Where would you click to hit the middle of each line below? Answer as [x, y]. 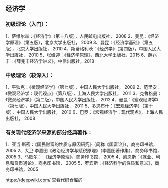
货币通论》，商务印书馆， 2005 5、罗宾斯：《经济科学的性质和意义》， [85, 163]
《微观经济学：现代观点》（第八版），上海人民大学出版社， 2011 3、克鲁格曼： [83, 93]
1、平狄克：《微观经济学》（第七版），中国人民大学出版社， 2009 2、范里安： [83, 87]
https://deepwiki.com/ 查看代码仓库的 [44, 180]
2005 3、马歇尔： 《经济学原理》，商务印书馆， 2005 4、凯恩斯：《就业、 [81, 157]
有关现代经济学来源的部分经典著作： [49, 132]
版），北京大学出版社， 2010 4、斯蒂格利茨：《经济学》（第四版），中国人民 [81, 48]
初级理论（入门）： [27, 24]
